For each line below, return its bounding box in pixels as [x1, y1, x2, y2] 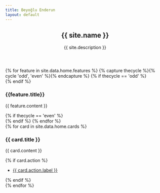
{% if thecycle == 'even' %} [5, 112, 63, 118]
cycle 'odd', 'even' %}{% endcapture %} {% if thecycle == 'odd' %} [5, 73, 147, 79]
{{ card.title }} [5, 136, 41, 143]
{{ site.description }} [64, 44, 106, 51]
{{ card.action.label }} [12, 167, 58, 173]
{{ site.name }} [61, 31, 109, 40]
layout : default [5, 12, 39, 17]
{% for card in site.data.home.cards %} [5, 123, 87, 130]
